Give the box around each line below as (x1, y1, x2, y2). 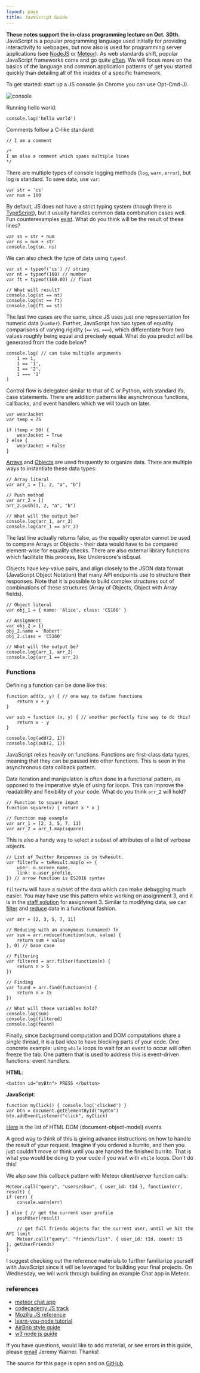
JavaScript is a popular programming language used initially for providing (6, 37, 187, 44)
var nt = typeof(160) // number (6, 271, 87, 277)
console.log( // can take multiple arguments (6, 350, 121, 356)
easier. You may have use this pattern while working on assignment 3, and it (6, 892, 193, 899)
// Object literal (6, 601, 52, 608)
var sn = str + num (6, 233, 55, 240)
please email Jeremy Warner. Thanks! (6, 1348, 99, 1356)
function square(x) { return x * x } (6, 805, 100, 811)
